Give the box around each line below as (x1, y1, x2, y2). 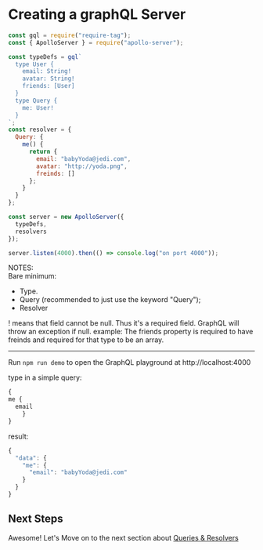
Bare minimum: (8, 271, 57, 281)
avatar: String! (22, 75, 76, 83)
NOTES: (8, 263, 34, 272)
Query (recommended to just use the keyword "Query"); (19, 295, 201, 304)
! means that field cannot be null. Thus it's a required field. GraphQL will (8, 319, 240, 328)
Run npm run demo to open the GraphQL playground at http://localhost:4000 (8, 358, 251, 367)
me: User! (22, 104, 55, 111)
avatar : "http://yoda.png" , (36, 162, 128, 170)
